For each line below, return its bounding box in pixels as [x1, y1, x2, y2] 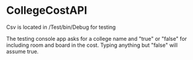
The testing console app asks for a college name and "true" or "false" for [6, 35, 188, 42]
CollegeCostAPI [6, 4, 87, 17]
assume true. [6, 47, 39, 55]
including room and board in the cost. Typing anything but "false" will [6, 41, 178, 49]
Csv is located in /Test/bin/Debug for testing [6, 23, 116, 31]
